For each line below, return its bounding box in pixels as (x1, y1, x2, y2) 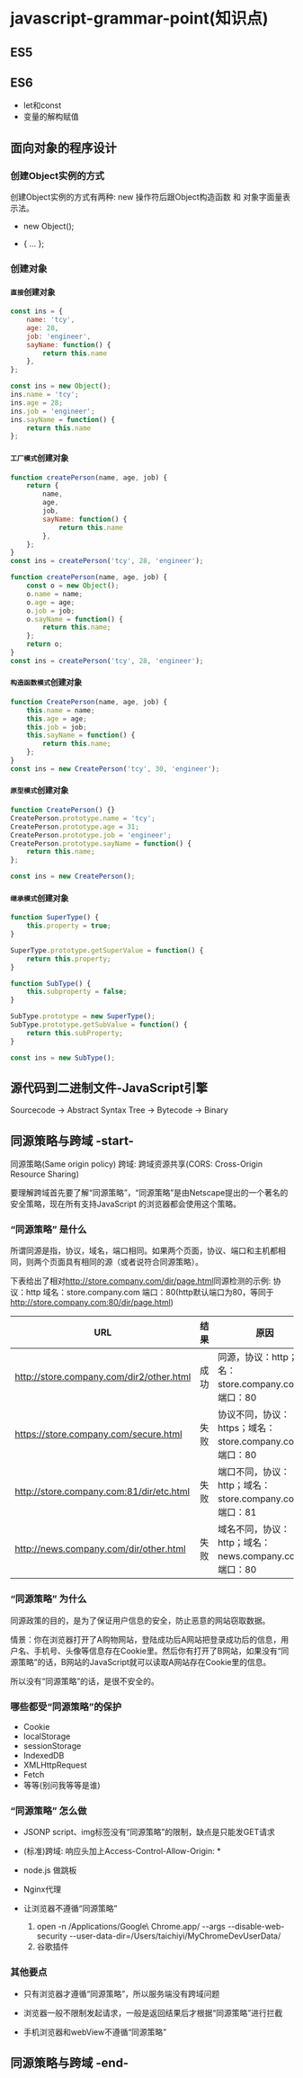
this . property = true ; (26, 921, 111, 931)
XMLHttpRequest (22, 1760, 88, 1770)
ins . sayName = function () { (10, 415, 116, 424)
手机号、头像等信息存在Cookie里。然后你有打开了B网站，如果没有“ (33, 1645, 281, 1656)
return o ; (26, 640, 64, 649)
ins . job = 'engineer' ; (10, 407, 95, 416)
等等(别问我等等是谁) (22, 1780, 102, 1791)
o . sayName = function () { (26, 614, 124, 623)
